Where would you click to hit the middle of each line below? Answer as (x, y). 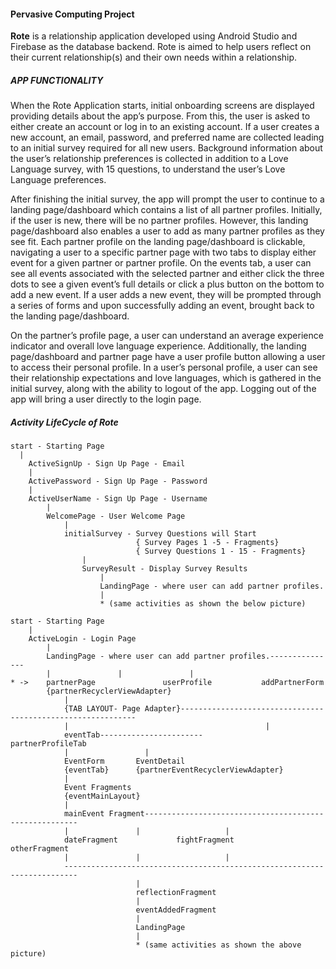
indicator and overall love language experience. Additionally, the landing (158, 346)
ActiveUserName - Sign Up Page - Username (118, 499)
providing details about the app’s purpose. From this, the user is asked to (160, 116)
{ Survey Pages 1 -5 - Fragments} (207, 543)
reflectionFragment (176, 893)
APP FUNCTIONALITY (57, 80)
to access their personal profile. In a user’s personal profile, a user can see (164, 367)
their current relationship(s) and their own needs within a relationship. (154, 57)
